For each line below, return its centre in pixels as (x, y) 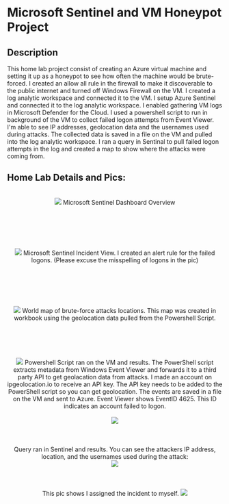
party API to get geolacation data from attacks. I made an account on (115, 377)
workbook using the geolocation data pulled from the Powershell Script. (115, 318)
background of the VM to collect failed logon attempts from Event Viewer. (110, 120)
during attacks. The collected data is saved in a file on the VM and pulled (110, 134)
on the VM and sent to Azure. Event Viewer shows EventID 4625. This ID (115, 399)
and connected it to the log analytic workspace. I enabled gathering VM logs (114, 105)
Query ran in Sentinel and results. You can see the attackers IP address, (115, 449)
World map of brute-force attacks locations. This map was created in (119, 310)
